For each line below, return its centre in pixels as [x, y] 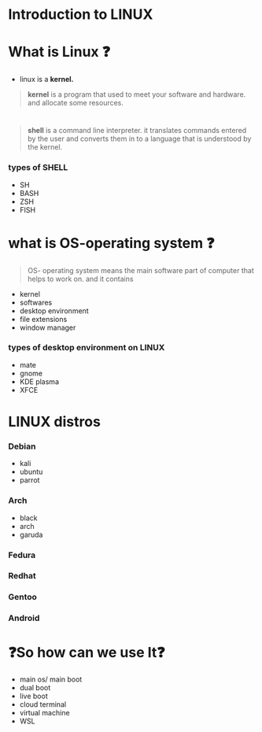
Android [24, 618]
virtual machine [44, 713]
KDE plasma [39, 381]
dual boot [35, 688]
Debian [22, 446]
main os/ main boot [51, 679]
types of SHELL [38, 168]
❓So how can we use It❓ [87, 652]
